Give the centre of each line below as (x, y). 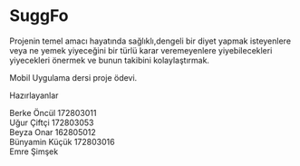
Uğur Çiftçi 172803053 (52, 122)
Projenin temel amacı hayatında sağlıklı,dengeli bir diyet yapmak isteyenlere (150, 41)
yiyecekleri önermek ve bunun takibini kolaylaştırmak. (110, 60)
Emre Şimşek (34, 151)
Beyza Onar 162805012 (53, 132)
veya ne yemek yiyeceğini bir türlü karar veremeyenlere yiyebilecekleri (141, 50)
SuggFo (39, 16)
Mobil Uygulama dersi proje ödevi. (73, 77)
